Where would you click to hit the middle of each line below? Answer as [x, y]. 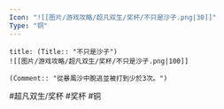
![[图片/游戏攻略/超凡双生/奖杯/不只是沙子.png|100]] [99, 61]
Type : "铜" [29, 26]
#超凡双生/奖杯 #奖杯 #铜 [55, 96]
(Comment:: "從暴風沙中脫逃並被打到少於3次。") [89, 78]
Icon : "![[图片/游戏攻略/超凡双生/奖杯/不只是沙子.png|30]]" [113, 17]
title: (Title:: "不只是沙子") [63, 51]
